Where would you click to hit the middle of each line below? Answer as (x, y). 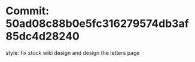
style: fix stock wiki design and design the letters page (73, 52)
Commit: (28, 11)
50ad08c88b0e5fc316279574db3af (97, 24)
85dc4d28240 (43, 36)
